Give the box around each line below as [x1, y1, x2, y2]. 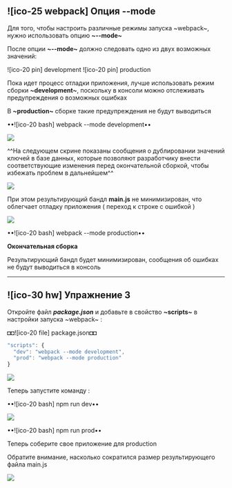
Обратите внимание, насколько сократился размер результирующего [7, 453, 215, 462]
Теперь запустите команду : [7, 386, 90, 395]
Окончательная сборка [7, 242, 78, 250]
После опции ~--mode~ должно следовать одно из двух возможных [7, 44, 211, 53]
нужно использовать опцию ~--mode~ [7, 31, 122, 39]
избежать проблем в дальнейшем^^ [7, 169, 114, 177]
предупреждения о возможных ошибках [7, 93, 128, 102]
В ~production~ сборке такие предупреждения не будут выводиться [7, 106, 212, 115]
